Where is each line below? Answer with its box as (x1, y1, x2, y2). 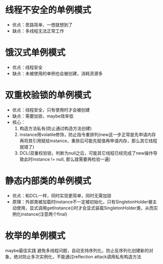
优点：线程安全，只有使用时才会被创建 (12, 107, 90, 113)
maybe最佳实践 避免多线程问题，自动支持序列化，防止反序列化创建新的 (5, 247, 149, 253)
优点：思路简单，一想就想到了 (12, 22, 73, 28)
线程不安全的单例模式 (5, 4, 92, 16)
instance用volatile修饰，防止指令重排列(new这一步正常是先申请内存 (19, 131, 156, 137)
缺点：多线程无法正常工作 (12, 28, 64, 34)
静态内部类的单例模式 (5, 176, 92, 187)
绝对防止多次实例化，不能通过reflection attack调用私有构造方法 (13, 254, 141, 260)
